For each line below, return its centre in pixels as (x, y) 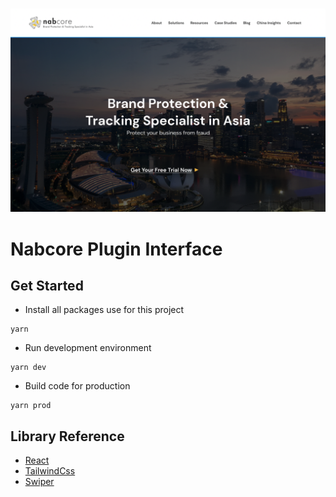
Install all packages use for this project (104, 310)
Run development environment (88, 348)
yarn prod (31, 406)
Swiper (39, 482)
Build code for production (77, 386)
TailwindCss (50, 471)
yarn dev (28, 368)
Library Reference (67, 436)
